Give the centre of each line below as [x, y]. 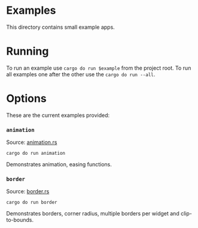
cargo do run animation [36, 154]
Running [28, 51]
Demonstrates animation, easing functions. [59, 164]
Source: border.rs [28, 191]
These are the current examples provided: [58, 115]
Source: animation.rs [32, 142]
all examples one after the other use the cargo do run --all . [81, 74]
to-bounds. [20, 220]
